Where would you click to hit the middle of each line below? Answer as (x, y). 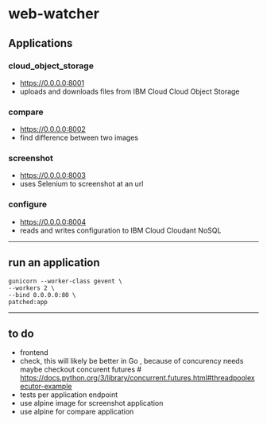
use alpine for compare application (77, 412)
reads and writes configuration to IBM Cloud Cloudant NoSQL (120, 230)
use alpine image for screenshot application (91, 403)
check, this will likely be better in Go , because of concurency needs (132, 361)
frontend (34, 353)
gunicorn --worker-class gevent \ (66, 281)
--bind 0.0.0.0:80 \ (43, 295)
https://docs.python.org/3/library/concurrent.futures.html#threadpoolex (137, 378)
